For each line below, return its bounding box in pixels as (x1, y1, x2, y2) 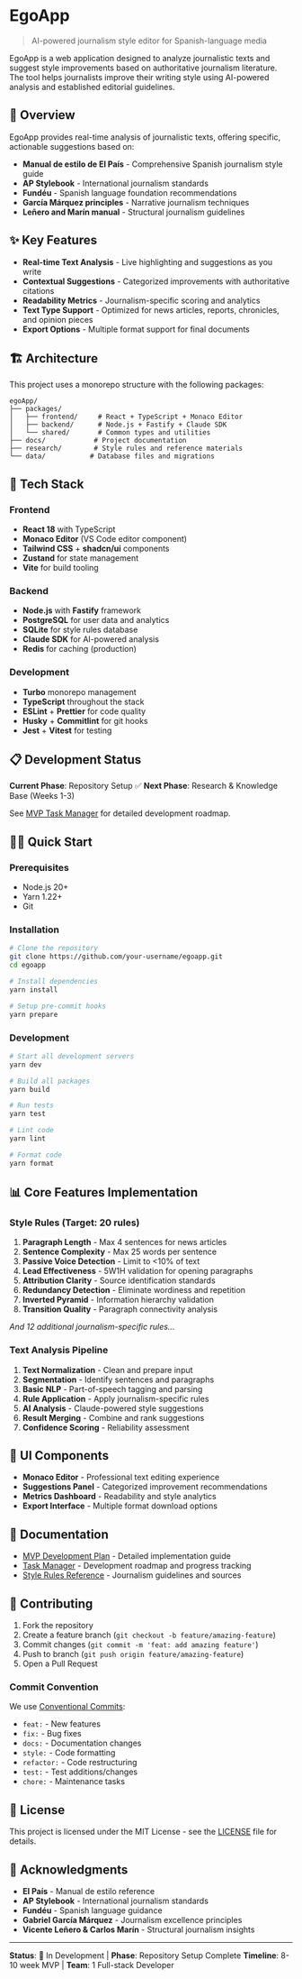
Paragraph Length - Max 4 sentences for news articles (22, 1237, 227, 1248)
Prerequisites (9, 861, 69, 874)
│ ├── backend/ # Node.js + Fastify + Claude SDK (9, 420, 227, 429)
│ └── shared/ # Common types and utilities (9, 428, 211, 437)
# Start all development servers (9, 1051, 135, 1060)
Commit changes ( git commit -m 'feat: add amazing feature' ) (22, 1639, 259, 1650)
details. (9, 1836, 37, 1846)
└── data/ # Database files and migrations (9, 452, 216, 461)
